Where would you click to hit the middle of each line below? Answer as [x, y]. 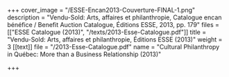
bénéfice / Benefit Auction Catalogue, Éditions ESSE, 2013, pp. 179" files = [113, 25]
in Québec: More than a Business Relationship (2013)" [84, 54]
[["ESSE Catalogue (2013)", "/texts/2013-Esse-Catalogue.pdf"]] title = [107, 32]
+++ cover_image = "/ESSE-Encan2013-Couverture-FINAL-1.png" [101, 10]
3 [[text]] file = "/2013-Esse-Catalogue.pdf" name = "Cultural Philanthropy [113, 47]
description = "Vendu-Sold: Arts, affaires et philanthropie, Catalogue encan [114, 17]
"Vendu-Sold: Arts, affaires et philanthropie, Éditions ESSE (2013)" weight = [115, 40]
